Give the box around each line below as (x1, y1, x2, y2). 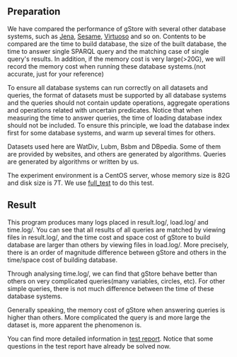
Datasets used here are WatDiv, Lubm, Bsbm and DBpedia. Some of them (7, 142, 221, 151)
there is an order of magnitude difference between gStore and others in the (7, 248, 226, 256)
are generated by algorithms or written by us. (7, 157, 139, 166)
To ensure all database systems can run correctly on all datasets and (7, 83, 208, 91)
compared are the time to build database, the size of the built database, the (7, 39, 227, 48)
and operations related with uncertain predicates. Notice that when (7, 106, 203, 114)
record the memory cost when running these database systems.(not (7, 62, 206, 70)
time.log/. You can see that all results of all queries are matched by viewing (7, 225, 226, 234)
